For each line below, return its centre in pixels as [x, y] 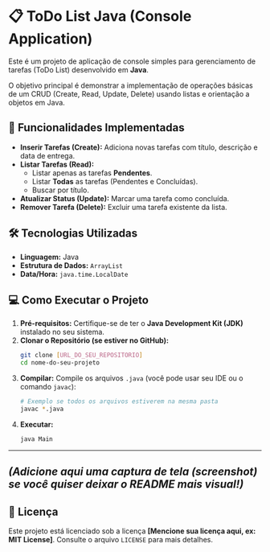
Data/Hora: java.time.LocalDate [74, 274]
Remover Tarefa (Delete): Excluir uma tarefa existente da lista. [123, 207]
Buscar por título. [61, 190]
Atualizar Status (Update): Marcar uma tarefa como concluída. [125, 198]
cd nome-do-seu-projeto [60, 363]
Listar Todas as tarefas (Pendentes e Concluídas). [115, 181]
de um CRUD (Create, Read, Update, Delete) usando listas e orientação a [129, 93]
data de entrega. [47, 155]
